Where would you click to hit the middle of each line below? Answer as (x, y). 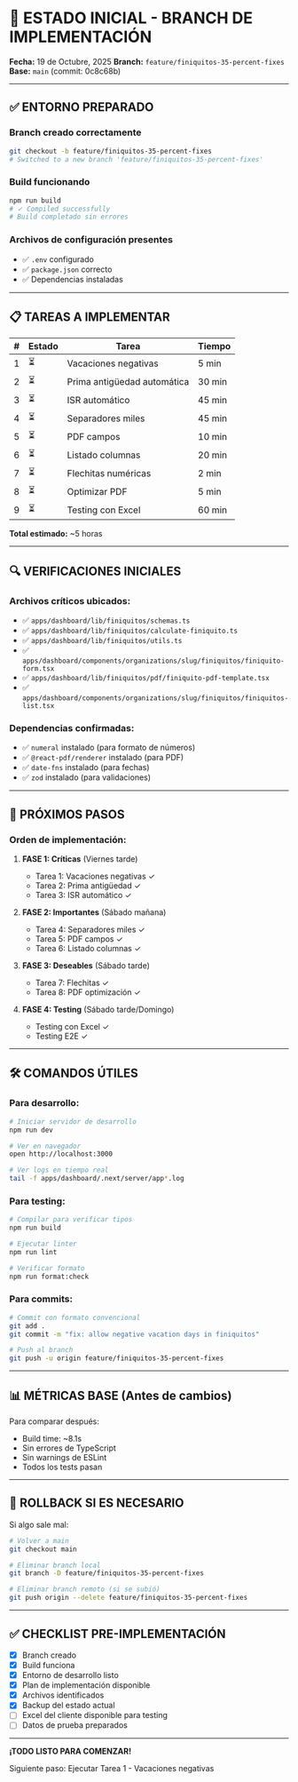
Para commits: (41, 1299)
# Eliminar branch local (55, 1565)
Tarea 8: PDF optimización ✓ (88, 992)
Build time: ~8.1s (52, 1439)
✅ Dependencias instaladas (73, 279)
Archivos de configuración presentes (91, 240)
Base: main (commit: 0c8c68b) (65, 71)
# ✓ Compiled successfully (60, 209)
